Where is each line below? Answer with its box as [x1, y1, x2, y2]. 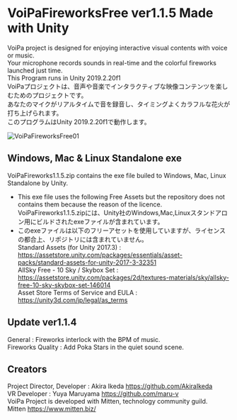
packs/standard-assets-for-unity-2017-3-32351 [17, 258, 157, 267]
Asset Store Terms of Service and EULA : [17, 288, 138, 297]
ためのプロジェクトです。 [13, 91, 88, 99]
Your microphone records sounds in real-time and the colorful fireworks [7, 58, 217, 67]
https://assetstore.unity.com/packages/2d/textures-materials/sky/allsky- [17, 273, 230, 282]
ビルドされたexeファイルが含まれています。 [36, 217, 164, 226]
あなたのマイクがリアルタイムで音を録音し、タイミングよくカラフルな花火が [7, 99, 231, 108]
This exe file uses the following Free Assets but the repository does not [17, 192, 225, 201]
